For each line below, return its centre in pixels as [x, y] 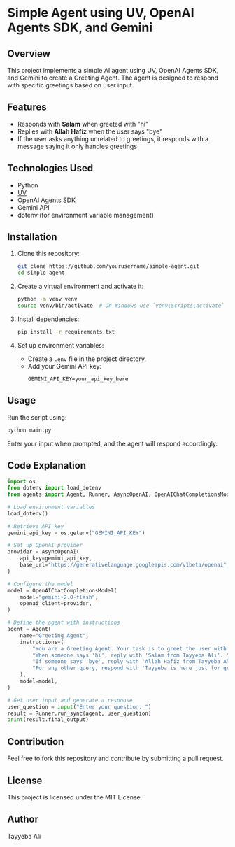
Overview [29, 54]
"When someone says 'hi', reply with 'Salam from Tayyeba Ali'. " [131, 655]
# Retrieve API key [36, 526]
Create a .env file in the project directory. [87, 359]
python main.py [29, 430]
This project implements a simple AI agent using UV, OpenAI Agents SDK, [113, 70]
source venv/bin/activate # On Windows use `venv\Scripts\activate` [121, 306]
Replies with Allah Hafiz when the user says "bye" [90, 131]
